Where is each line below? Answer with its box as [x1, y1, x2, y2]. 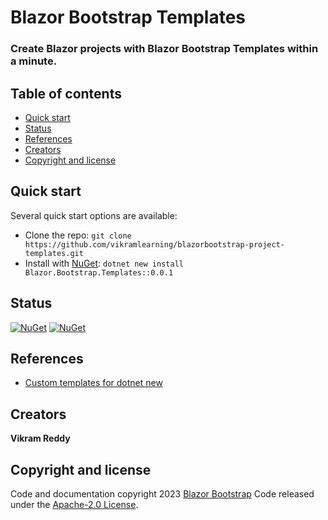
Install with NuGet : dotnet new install [24, 257, 184, 269]
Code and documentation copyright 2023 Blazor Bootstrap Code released [10, 487, 315, 500]
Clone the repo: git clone [24, 229, 132, 241]
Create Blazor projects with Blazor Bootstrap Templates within [10, 42, 319, 56]
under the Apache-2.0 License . [10, 498, 139, 510]
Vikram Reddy [10, 432, 71, 445]
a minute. [10, 54, 58, 68]
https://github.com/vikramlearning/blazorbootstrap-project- [24, 239, 286, 250]
